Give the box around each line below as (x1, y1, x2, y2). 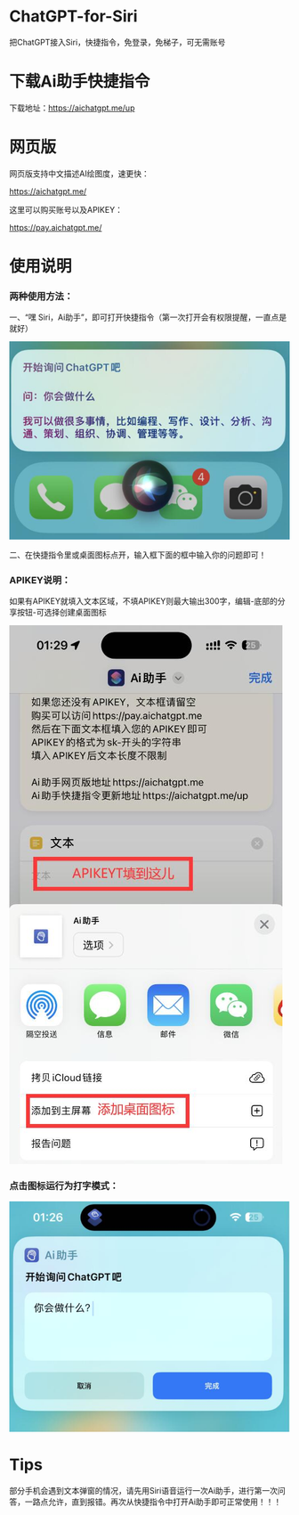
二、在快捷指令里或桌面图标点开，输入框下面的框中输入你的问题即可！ (9, 550, 267, 560)
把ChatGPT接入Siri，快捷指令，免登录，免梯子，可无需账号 (9, 37, 226, 47)
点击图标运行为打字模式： (9, 1180, 119, 1193)
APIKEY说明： (9, 574, 71, 587)
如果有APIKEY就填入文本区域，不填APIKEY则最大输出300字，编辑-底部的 (9, 596, 279, 607)
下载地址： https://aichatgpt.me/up (9, 102, 135, 113)
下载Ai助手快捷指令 (9, 71, 150, 92)
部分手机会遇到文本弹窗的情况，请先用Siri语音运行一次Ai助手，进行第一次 (9, 1486, 279, 1496)
